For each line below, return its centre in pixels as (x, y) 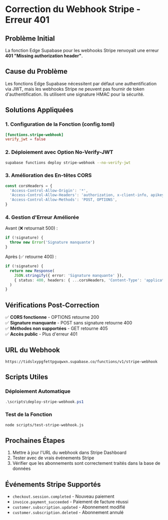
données (21, 469)
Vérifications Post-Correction (52, 305)
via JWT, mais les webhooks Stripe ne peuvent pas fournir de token (75, 89)
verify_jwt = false (25, 139)
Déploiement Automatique (38, 391)
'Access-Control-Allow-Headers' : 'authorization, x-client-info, (79, 195)
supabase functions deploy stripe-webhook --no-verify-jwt (68, 162)
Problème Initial (30, 38)
